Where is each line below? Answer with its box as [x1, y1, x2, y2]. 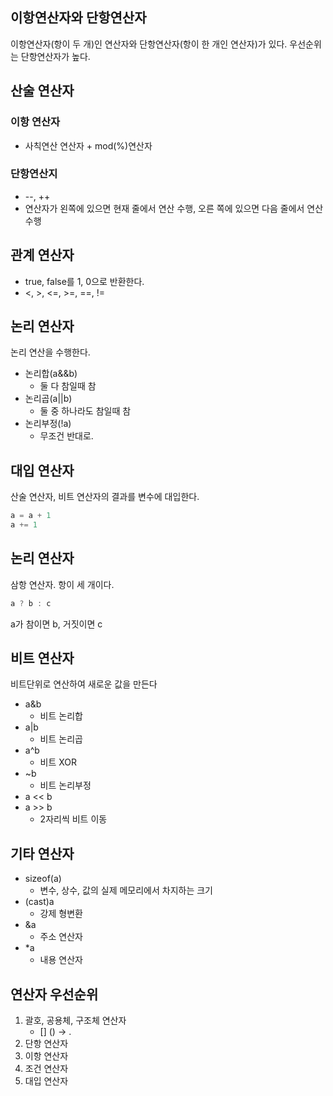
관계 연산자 [10, 247, 75, 264]
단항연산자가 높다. [20, 50, 91, 62]
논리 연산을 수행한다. [10, 346, 91, 358]
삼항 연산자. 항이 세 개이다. [10, 578, 115, 590]
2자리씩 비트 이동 [39, 813, 108, 825]
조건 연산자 [24, 1063, 69, 1075]
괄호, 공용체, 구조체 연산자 [24, 1014, 127, 1027]
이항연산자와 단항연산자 [10, 9, 147, 27]
